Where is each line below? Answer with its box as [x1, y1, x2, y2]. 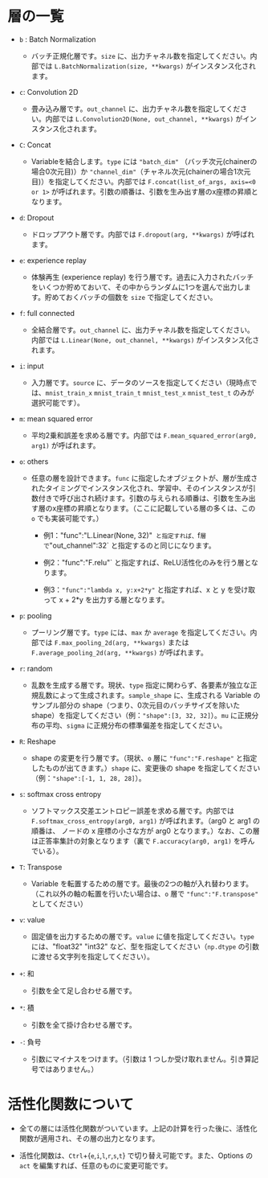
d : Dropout [18, 212, 55, 222]
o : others [18, 456, 49, 466]
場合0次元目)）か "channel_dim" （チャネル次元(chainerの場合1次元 [30, 166, 251, 176]
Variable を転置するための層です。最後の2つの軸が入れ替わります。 [30, 878, 254, 889]
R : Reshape [18, 737, 57, 746]
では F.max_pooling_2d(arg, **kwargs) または [38, 637, 189, 647]
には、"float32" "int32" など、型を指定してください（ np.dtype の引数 [30, 942, 260, 951]
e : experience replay [18, 255, 87, 265]
